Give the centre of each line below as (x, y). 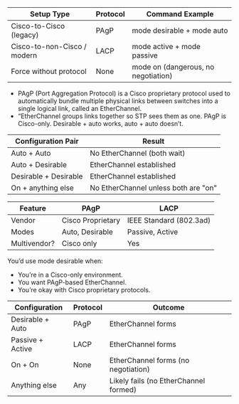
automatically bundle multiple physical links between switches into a (118, 101)
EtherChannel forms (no (149, 360)
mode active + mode (166, 47)
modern (24, 55)
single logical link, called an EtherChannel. (80, 108)
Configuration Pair (47, 141)
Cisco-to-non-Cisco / (49, 47)
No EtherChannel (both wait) (138, 153)
